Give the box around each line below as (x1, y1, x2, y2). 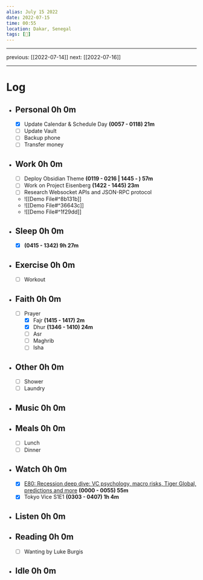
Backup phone (24, 134, 60, 142)
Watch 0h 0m (14, 464, 67, 474)
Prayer (24, 310, 41, 317)
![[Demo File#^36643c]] (24, 202, 85, 209)
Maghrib (33, 337, 54, 345)
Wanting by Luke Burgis (24, 548, 83, 555)
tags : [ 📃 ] (6, 31, 31, 37)
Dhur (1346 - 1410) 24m (33, 324, 94, 331)
